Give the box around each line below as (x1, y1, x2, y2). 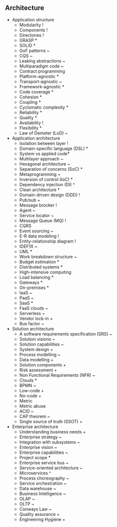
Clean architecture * (19, 187, 60, 192)
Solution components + (19, 362, 67, 367)
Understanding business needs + (19, 429, 86, 434)
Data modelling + (19, 356, 54, 363)
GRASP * (19, 37, 37, 43)
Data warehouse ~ (19, 485, 57, 491)
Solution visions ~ (19, 336, 55, 342)
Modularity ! (19, 22, 44, 28)
